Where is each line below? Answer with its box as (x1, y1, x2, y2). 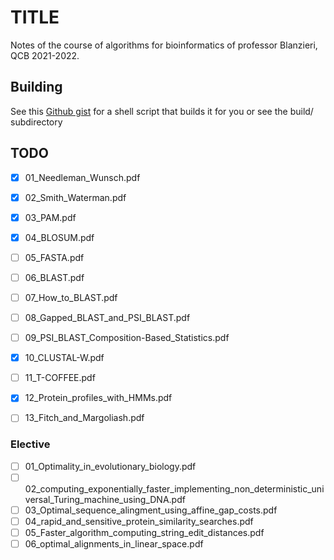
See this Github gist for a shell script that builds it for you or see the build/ (10, 105, 314, 117)
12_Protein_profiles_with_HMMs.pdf (24, 392, 173, 404)
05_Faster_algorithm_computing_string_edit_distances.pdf (24, 526, 265, 538)
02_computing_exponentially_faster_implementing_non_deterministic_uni (24, 482, 325, 495)
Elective (10, 437, 51, 451)
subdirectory (10, 116, 63, 128)
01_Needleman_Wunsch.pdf (24, 171, 141, 183)
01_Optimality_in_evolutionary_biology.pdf (24, 460, 197, 472)
